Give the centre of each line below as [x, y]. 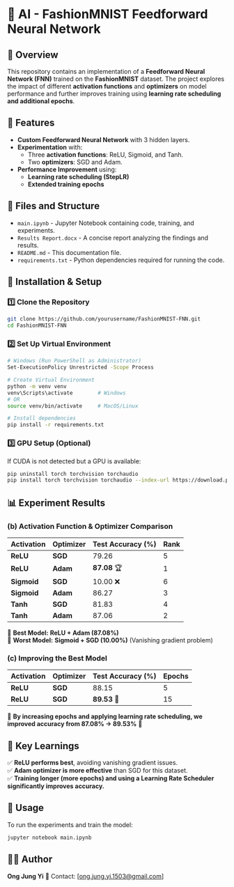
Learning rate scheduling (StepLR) [78, 176]
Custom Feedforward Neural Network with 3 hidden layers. [103, 139]
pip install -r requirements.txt [56, 425]
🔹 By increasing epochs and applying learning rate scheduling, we [105, 716]
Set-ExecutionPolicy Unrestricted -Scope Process [81, 368]
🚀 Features [31, 123]
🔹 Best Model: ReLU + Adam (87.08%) [63, 633]
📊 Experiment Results [56, 503]
